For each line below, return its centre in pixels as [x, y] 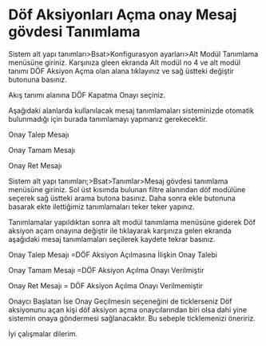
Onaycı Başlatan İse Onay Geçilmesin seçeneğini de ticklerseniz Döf [120, 301]
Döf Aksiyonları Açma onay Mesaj [123, 15]
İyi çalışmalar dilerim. [43, 333]
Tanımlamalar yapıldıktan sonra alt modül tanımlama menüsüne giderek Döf [132, 222]
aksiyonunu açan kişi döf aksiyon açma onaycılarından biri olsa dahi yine [128, 309]
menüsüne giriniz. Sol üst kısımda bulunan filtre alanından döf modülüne [127, 189]
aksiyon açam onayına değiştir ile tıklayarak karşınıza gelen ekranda [120, 231]
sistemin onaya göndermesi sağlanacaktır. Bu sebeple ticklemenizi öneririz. [132, 318]
